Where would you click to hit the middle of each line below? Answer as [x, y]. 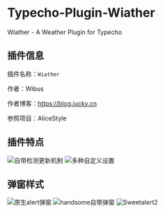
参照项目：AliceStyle [37, 118]
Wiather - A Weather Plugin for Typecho [65, 32]
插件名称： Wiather [34, 74]
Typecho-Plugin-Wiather [81, 13]
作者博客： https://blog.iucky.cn [52, 103]
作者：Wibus [25, 88]
